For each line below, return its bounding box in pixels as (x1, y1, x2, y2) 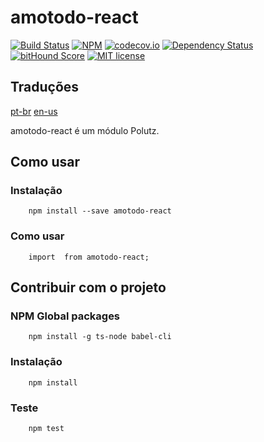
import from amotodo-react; (28, 252, 150, 262)
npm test (28, 424, 65, 434)
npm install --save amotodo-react (28, 206, 172, 216)
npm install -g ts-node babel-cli (28, 332, 172, 342)
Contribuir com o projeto (10, 279, 167, 296)
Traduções (10, 79, 80, 96)
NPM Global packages (10, 309, 121, 323)
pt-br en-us (10, 105, 58, 117)
